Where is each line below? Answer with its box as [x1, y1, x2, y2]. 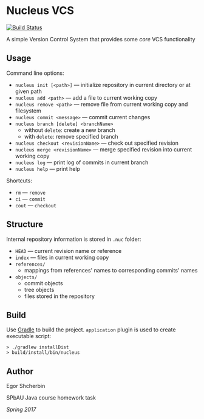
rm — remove [15, 189, 46, 196]
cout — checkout [15, 201, 56, 209]
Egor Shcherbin [6, 383, 46, 390]
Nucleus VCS [6, 4, 75, 18]
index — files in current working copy [15, 254, 109, 261]
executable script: [6, 333, 52, 340]
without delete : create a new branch [24, 126, 115, 134]
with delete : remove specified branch [24, 133, 118, 140]
